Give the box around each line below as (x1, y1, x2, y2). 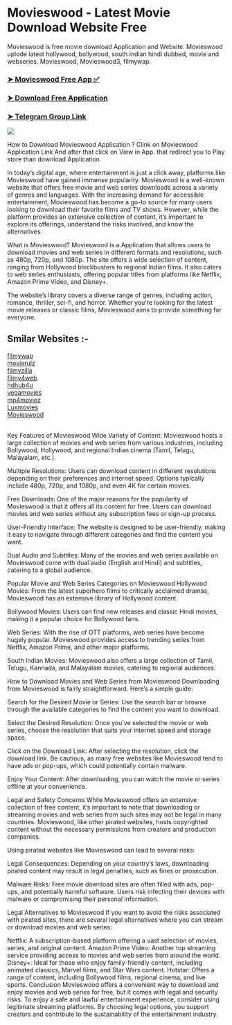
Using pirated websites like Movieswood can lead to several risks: (7, 846, 195, 854)
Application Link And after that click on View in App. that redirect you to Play (7, 148, 225, 157)
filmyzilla (7, 366, 33, 375)
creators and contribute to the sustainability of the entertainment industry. (7, 1010, 218, 1018)
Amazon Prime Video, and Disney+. (7, 278, 109, 286)
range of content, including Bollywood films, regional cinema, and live (7, 973, 206, 981)
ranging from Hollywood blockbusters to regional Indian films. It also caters (7, 263, 222, 271)
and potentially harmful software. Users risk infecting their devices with (21, 887, 225, 895)
